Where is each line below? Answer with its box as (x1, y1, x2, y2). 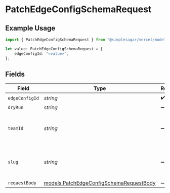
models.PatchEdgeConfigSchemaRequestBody (44, 179, 156, 186)
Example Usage (5, 24, 56, 33)
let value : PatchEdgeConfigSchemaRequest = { (5, 46, 103, 51)
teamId (8, 125, 24, 132)
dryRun (8, 105, 24, 110)
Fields (5, 70, 25, 78)
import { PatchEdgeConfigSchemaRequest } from (5, 37, 105, 42)
